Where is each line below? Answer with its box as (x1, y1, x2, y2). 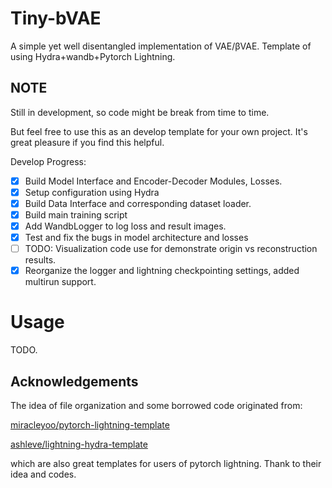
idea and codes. (10, 468, 77, 480)
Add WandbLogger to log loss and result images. (24, 220, 227, 232)
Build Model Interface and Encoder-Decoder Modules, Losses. (24, 175, 283, 187)
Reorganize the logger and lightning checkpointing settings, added (24, 265, 300, 277)
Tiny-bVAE (10, 7, 102, 30)
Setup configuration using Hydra (24, 186, 160, 198)
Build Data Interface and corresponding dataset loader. (24, 197, 252, 209)
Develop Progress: (10, 155, 87, 167)
